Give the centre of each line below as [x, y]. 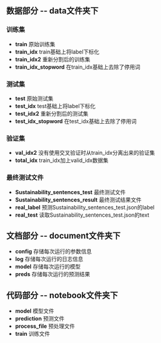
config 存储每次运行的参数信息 [53, 251]
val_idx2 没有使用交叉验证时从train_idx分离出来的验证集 [85, 153]
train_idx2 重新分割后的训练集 [53, 59]
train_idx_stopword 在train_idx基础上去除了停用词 [77, 67]
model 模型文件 [34, 311]
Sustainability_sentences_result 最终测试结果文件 [78, 200]
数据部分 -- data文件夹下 [52, 11]
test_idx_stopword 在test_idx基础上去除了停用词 [76, 121]
